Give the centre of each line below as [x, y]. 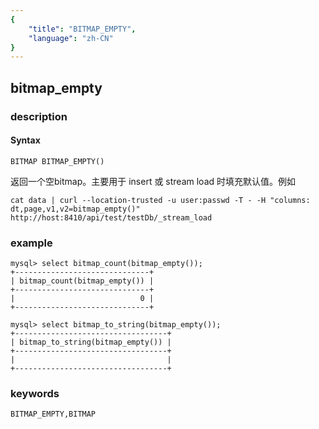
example [31, 243]
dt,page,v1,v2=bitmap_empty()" [75, 209]
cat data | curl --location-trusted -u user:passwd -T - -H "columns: [160, 200]
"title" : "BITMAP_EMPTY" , [82, 29]
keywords [35, 393]
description [39, 116]
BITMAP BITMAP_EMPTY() [57, 161]
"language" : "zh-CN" [71, 38]
